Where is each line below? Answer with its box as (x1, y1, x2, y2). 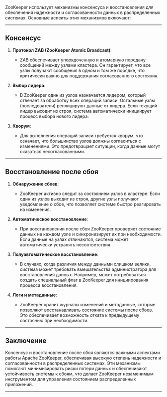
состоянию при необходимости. (19, 317, 88, 323)
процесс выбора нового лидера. (19, 113, 89, 119)
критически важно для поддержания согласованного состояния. (19, 72, 159, 79)
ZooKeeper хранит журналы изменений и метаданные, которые (19, 301, 156, 307)
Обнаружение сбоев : (12, 181, 59, 187)
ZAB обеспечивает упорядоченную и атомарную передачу (19, 57, 146, 63)
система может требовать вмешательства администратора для (19, 266, 157, 272)
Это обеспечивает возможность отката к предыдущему (19, 312, 140, 318)
